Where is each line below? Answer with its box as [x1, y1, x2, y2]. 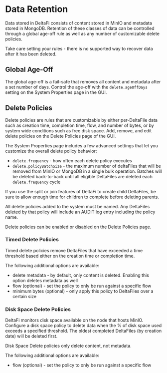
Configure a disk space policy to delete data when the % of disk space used [5, 323, 162, 329]
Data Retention [5, 3, 68, 15]
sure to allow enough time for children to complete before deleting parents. [5, 194, 160, 200]
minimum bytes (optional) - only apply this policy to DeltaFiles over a [12, 288, 154, 294]
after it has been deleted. [5, 51, 57, 57]
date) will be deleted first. [5, 333, 58, 339]
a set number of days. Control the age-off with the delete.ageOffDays [5, 84, 148, 90]
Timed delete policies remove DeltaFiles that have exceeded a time [5, 247, 143, 253]
